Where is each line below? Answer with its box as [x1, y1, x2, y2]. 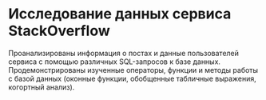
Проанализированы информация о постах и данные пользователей [8, 48, 240, 58]
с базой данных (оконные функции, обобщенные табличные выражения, [8, 74, 257, 83]
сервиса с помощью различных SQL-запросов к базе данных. [8, 57, 221, 66]
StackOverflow [8, 22, 110, 40]
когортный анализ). [8, 82, 75, 92]
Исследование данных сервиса [8, 5, 232, 23]
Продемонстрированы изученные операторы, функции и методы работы [8, 65, 258, 74]
